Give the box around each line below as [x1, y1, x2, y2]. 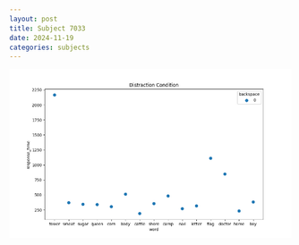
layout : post [9, 14, 58, 23]
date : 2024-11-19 [9, 33, 74, 42]
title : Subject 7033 [9, 23, 87, 33]
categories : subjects [9, 43, 90, 52]
